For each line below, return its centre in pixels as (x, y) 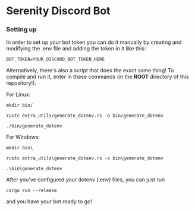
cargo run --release (32, 191)
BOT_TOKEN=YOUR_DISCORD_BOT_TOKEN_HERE (56, 60)
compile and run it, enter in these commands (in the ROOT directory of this (97, 77)
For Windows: (23, 137)
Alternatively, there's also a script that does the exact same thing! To (90, 71)
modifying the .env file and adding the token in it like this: (76, 49)
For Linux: (18, 95)
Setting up (21, 30)
